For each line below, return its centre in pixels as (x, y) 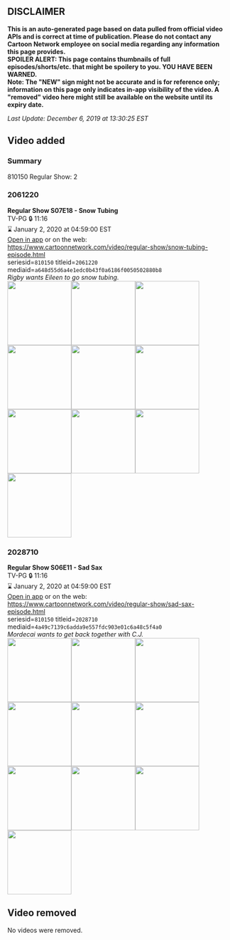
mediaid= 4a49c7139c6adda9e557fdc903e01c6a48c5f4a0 (84, 627)
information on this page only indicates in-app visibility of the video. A (114, 89)
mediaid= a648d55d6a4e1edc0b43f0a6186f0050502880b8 (84, 269)
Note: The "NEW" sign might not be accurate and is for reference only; (114, 82)
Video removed (42, 913)
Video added (36, 141)
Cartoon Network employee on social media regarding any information (114, 44)
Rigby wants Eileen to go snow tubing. (63, 277)
